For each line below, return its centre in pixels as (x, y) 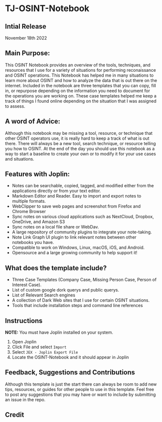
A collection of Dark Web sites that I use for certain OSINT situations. (81, 300)
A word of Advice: (33, 122)
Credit (15, 415)
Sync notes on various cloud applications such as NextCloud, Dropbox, (83, 217)
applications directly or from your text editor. (56, 191)
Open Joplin (24, 342)
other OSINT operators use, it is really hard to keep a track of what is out (77, 138)
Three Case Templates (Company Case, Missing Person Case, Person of (84, 280)
